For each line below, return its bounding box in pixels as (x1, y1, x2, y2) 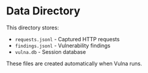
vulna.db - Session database (14, 48, 86, 55)
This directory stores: (6, 24, 59, 31)
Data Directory (6, 4, 81, 18)
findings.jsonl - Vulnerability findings (14, 42, 111, 49)
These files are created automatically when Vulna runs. (6, 60, 143, 67)
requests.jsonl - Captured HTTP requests (14, 35, 120, 42)
